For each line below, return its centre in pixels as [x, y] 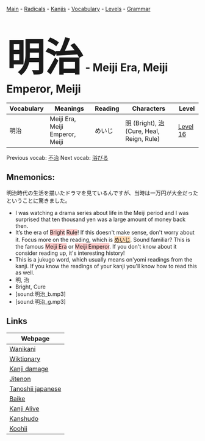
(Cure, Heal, [142, 131]
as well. [25, 273]
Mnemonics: [31, 177]
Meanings [69, 108]
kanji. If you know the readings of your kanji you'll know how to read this [106, 266]
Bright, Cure [30, 287]
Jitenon [20, 379]
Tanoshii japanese [35, 388]
